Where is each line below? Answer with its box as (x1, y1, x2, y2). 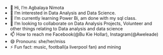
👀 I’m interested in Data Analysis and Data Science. (10, 10, 116, 16)
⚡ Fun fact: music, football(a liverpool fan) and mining (10, 44, 121, 50)
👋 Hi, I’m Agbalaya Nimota (10, 5, 64, 10)
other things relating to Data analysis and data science (10, 26, 123, 32)
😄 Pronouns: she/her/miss (10, 39, 65, 44)
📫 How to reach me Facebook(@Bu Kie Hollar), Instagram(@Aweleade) (10, 31, 158, 37)
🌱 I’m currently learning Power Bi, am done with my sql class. (10, 15, 137, 21)
